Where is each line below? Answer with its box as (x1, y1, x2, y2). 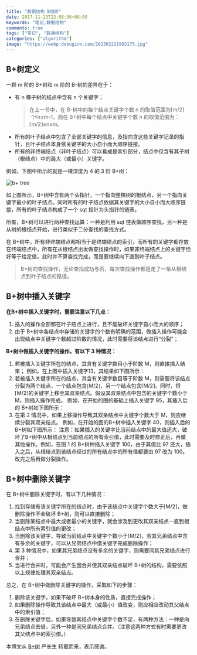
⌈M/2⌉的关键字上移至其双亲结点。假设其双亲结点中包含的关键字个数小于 (14, 389, 188, 396)
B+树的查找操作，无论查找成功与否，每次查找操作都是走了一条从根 (20, 265, 182, 272)
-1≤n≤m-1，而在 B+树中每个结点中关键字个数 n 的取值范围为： (29, 113, 180, 120)
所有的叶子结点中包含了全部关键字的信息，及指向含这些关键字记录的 (14, 133, 179, 140)
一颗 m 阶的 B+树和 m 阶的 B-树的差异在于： (6, 81, 114, 88)
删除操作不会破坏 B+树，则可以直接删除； (14, 510, 116, 517)
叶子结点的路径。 (30, 272, 72, 279)
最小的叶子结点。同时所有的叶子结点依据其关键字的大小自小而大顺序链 (16, 199, 186, 206)
